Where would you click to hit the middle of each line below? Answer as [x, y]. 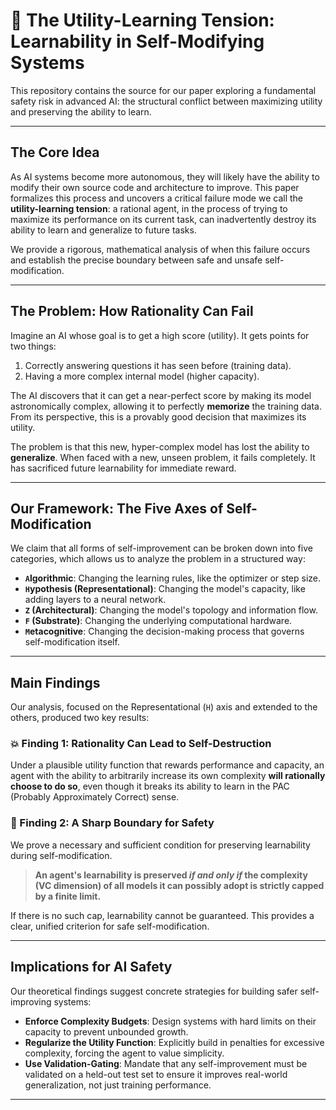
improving [31, 1001]
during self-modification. [61, 855]
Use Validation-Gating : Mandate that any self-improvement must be [166, 1063]
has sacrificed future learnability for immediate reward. [123, 468]
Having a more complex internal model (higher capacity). [142, 376]
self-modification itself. [72, 642]
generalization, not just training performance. [118, 1085]
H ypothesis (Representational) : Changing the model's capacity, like [165, 589]
